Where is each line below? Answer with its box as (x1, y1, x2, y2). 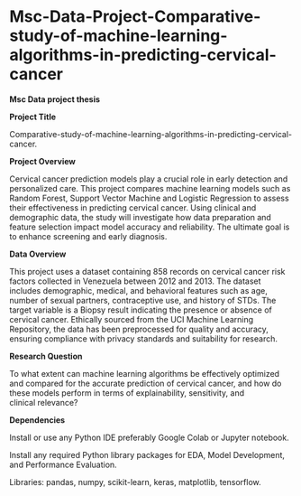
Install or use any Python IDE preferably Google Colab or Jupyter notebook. (9, 432, 290, 443)
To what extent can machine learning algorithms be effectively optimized (9, 368, 280, 379)
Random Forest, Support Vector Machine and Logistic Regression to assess (9, 192, 290, 203)
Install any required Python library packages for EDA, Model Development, (9, 449, 286, 460)
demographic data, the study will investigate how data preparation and (9, 211, 272, 222)
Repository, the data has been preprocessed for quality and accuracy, (9, 323, 269, 334)
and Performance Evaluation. (9, 459, 117, 470)
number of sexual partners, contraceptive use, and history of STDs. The (9, 295, 277, 305)
